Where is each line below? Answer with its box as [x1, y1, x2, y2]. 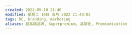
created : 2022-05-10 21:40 [5, 7, 62, 12]
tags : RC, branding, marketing [5, 16, 71, 21]
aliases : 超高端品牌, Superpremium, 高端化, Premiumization [5, 21, 127, 26]
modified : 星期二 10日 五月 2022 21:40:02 [5, 12, 91, 17]
